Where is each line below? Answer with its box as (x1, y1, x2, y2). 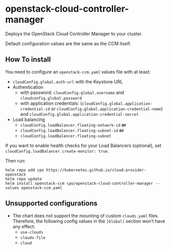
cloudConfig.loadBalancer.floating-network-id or (20, 121, 126, 128)
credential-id (20, 106, 50, 112)
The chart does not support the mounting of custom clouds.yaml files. (12, 212, 159, 218)
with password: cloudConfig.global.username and (20, 89, 124, 96)
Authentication (12, 84, 44, 90)
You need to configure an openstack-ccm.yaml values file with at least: (5, 69, 151, 75)
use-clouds (20, 230, 44, 235)
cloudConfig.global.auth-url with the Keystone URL (12, 78, 123, 84)
